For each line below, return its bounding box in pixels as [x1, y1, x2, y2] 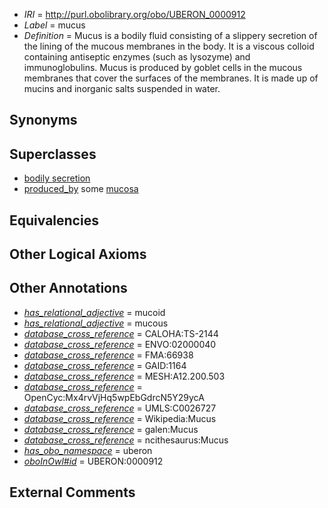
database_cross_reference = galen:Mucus [23, 423, 199, 435]
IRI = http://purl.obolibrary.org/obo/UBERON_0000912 [23, 9, 246, 20]
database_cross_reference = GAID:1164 [23, 359, 187, 371]
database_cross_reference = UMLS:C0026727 [23, 402, 217, 414]
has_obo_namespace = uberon [23, 444, 153, 456]
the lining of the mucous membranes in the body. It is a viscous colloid [23, 40, 315, 52]
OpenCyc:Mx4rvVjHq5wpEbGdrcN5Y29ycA [23, 391, 205, 403]
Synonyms [9, 112, 78, 129]
